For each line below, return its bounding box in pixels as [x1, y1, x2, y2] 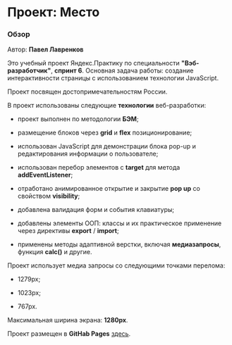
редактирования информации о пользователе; [17, 149, 159, 158]
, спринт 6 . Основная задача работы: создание [50, 66, 194, 75]
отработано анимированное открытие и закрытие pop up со [17, 184, 201, 193]
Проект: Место [7, 4, 100, 20]
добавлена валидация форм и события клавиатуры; [17, 206, 175, 214]
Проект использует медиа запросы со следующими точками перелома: [7, 261, 226, 270]
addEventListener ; [17, 170, 73, 180]
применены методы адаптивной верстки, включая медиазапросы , [17, 240, 221, 249]
